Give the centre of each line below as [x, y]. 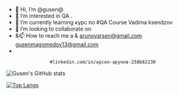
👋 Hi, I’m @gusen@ [39, 9]
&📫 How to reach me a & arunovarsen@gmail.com [79, 36]
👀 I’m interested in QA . [44, 16]
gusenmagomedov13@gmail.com [57, 44]
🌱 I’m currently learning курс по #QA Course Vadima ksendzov [94, 22]
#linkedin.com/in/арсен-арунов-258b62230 [103, 62]
